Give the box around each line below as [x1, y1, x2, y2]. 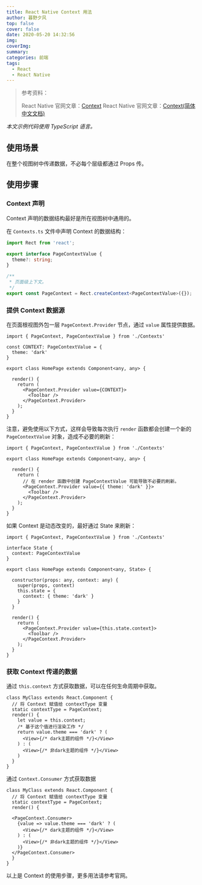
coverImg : [6, 43, 32, 50]
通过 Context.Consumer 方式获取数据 [6, 775, 96, 783]
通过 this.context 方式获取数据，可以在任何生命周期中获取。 [6, 682, 160, 690]
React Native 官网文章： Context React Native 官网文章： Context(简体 [21, 102, 196, 110]
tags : [6, 60, 20, 66]
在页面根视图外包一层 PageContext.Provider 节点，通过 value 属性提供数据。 [6, 321, 198, 328]
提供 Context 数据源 [6, 306, 65, 314]
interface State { [6, 545, 53, 551]
